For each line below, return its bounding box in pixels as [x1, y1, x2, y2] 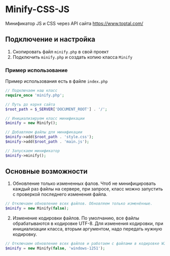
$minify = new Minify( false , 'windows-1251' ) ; [5, 246, 105, 251]
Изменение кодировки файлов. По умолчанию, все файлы [12, 215, 139, 221]
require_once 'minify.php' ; [5, 92, 65, 98]
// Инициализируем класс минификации [5, 116, 85, 121]
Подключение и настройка [5, 35, 96, 44]
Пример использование [5, 67, 68, 74]
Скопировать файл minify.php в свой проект [12, 48, 109, 54]
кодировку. [12, 231, 37, 237]
